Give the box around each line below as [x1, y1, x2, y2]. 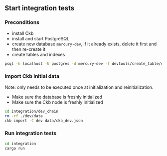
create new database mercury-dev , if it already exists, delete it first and [11, 41, 157, 47]
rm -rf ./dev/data [4, 113, 43, 119]
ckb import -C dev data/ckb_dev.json [4, 118, 83, 123]
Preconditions [4, 19, 40, 26]
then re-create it [11, 46, 46, 52]
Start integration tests [4, 4, 75, 12]
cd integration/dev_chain [4, 109, 58, 114]
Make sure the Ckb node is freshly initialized [11, 99, 103, 105]
